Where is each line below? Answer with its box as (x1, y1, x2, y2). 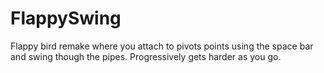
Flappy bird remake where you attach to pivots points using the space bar (10, 40, 314, 52)
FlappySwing (10, 7, 122, 30)
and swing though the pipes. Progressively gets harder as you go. (10, 50, 282, 62)
